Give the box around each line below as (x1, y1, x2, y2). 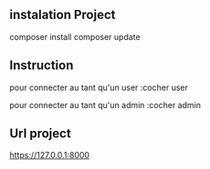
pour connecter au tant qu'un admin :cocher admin (9, 99, 202, 110)
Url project (9, 126, 71, 142)
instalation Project (9, 7, 116, 23)
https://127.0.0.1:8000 (9, 150, 89, 161)
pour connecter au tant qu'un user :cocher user (9, 82, 189, 93)
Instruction (9, 58, 74, 74)
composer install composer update (9, 31, 141, 42)
